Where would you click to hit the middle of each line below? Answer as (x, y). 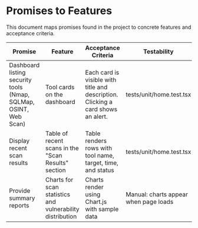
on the (54, 94)
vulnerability (62, 209)
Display (19, 140)
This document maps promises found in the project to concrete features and (99, 27)
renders (96, 140)
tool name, (100, 155)
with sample (102, 209)
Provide (20, 190)
